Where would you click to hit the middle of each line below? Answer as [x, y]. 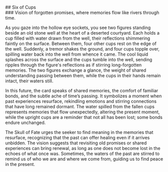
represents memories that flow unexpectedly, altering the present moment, [82, 112]
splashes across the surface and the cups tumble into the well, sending [79, 59]
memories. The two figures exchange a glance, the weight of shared [76, 70]
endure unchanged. [26, 123]
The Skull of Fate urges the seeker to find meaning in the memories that [79, 132]
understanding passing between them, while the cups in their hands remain [83, 75]
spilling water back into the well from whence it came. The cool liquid [77, 54]
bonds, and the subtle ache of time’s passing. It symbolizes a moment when [83, 96]
